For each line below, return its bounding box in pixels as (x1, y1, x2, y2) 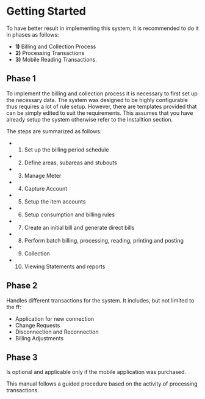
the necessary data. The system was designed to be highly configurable (6, 96, 188, 103)
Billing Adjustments (15, 334, 64, 342)
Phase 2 (6, 280, 38, 291)
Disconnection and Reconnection (15, 328, 99, 335)
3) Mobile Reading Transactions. (15, 56, 98, 63)
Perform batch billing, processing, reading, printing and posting (24, 236, 184, 244)
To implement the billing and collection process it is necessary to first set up (6, 90, 198, 97)
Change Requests (15, 321, 60, 329)
